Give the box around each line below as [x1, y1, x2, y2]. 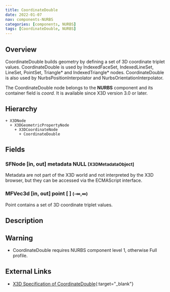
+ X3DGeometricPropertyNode [10, 122, 70, 127]
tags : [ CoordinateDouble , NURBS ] [5, 26, 76, 31]
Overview [5, 45, 37, 54]
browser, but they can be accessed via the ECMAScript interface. [5, 177, 143, 183]
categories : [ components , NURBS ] [5, 21, 76, 27]
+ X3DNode [5, 118, 26, 123]
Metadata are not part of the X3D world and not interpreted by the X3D [5, 172, 154, 178]
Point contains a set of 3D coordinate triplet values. [5, 202, 113, 208]
